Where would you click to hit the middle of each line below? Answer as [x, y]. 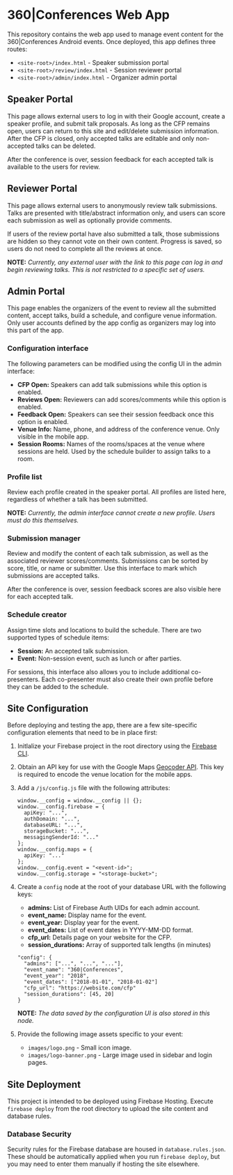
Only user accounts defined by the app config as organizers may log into [112, 323]
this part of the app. [35, 331]
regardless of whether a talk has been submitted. [78, 499]
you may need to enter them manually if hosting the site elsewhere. [104, 1164]
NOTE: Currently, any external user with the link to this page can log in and [115, 262]
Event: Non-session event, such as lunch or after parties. [99, 658]
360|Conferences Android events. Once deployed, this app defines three [112, 41]
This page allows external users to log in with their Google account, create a [116, 116]
